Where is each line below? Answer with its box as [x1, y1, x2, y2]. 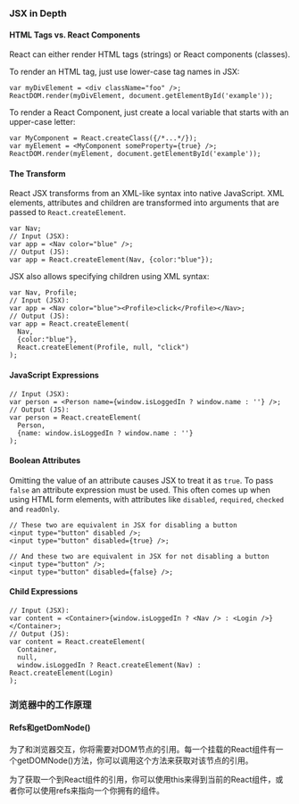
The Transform [9, 168, 66, 178]
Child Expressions [9, 586, 79, 597]
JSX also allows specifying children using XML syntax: [9, 271, 210, 282]
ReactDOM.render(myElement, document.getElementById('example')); [9, 150, 262, 159]
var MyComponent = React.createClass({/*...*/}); [9, 134, 198, 143]
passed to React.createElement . [9, 207, 127, 218]
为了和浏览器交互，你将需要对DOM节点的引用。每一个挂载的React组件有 [9, 744, 276, 755]
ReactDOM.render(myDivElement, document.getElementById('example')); [9, 92, 274, 101]
